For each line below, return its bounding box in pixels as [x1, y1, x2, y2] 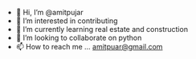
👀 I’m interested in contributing [15, 16, 118, 26]
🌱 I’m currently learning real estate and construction [15, 25, 189, 33]
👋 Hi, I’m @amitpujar [15, 8, 84, 17]
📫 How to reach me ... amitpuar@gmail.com [15, 42, 163, 51]
